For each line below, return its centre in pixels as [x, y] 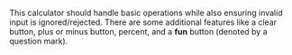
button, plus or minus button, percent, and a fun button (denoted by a [138, 31]
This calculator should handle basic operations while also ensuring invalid [146, 13]
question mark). [39, 41]
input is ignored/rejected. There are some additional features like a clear [143, 22]
